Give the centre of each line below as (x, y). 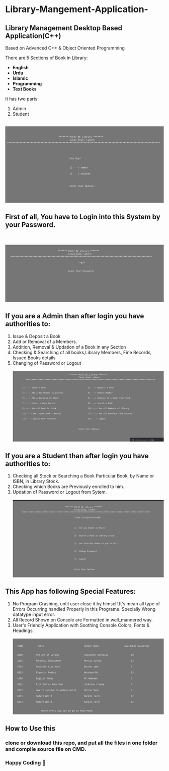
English (21, 67)
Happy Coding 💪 (25, 763)
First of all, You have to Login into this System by (83, 217)
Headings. (23, 631)
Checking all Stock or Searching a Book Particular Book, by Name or (83, 475)
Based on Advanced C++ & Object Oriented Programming (65, 48)
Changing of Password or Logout (47, 363)
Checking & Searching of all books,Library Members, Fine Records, (82, 352)
